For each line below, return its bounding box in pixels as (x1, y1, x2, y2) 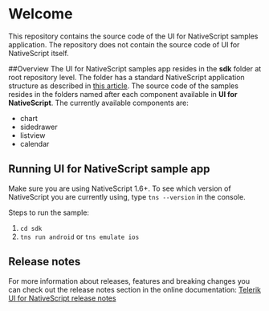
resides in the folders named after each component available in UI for (8, 89, 238, 99)
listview (19, 130, 46, 140)
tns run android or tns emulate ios (19, 232, 140, 241)
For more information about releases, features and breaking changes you (8, 276, 251, 285)
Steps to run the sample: (8, 208, 90, 217)
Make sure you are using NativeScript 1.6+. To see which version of (8, 184, 231, 193)
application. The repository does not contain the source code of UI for (8, 39, 240, 49)
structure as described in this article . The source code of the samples (8, 81, 239, 91)
